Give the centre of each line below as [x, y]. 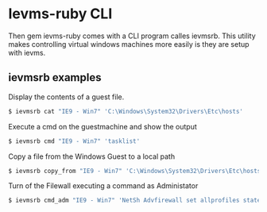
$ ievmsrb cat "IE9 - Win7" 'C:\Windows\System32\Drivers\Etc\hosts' [126, 111]
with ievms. [27, 52]
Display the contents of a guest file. [66, 97]
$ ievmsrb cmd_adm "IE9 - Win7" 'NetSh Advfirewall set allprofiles [124, 200]
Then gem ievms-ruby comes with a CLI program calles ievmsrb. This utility [132, 36]
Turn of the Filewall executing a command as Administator [103, 186]
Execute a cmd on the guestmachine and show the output [103, 126]
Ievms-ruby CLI [60, 14]
